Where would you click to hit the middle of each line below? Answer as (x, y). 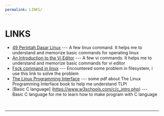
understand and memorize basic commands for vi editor (69, 63)
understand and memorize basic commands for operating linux (75, 52)
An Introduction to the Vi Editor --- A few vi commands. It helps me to (82, 58)
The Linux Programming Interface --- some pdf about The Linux (76, 78)
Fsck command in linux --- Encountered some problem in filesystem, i (82, 68)
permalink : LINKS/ (24, 10)
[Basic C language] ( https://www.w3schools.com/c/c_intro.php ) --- (80, 89)
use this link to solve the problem (45, 73)
